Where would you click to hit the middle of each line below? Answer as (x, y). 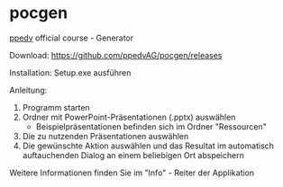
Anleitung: (28, 90)
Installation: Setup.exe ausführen (70, 72)
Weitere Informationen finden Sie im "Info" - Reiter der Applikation (132, 173)
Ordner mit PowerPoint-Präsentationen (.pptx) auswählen (129, 117)
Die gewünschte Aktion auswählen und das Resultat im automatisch (148, 146)
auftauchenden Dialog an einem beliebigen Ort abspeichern (133, 155)
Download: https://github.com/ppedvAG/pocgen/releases (116, 55)
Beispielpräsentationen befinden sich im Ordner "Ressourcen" (151, 126)
